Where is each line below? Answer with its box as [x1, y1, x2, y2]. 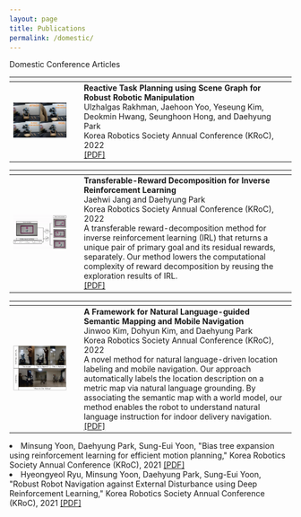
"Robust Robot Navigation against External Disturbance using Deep [9, 478, 258, 489]
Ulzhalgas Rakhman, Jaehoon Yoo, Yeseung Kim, [83, 101, 264, 112]
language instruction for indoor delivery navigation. [83, 411, 272, 422]
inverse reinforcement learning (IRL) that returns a [83, 232, 269, 243]
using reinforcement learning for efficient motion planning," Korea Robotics [9, 450, 286, 461]
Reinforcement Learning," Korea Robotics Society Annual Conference [9, 488, 266, 499]
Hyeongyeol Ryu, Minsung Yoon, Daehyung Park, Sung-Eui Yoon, [21, 469, 262, 480]
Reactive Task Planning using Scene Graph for [83, 83, 262, 93]
